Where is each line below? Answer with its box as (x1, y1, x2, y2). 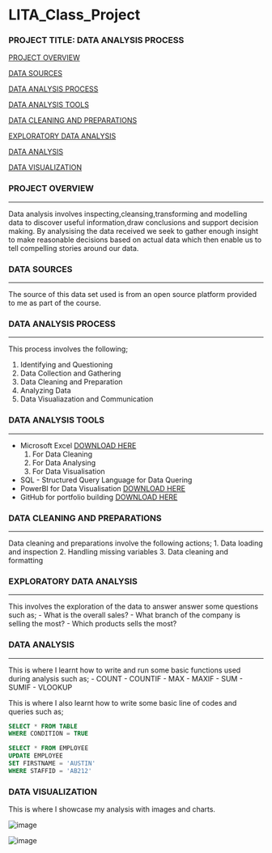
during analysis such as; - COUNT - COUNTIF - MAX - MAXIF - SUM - (8, 673, 243, 683)
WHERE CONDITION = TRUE (8, 730, 89, 738)
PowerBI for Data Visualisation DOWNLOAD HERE (19, 483, 186, 493)
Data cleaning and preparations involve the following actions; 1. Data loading (8, 538, 263, 548)
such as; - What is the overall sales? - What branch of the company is (8, 610, 241, 620)
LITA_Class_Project (8, 6, 141, 24)
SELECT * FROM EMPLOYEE (8, 745, 89, 753)
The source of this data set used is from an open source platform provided (8, 290, 257, 299)
